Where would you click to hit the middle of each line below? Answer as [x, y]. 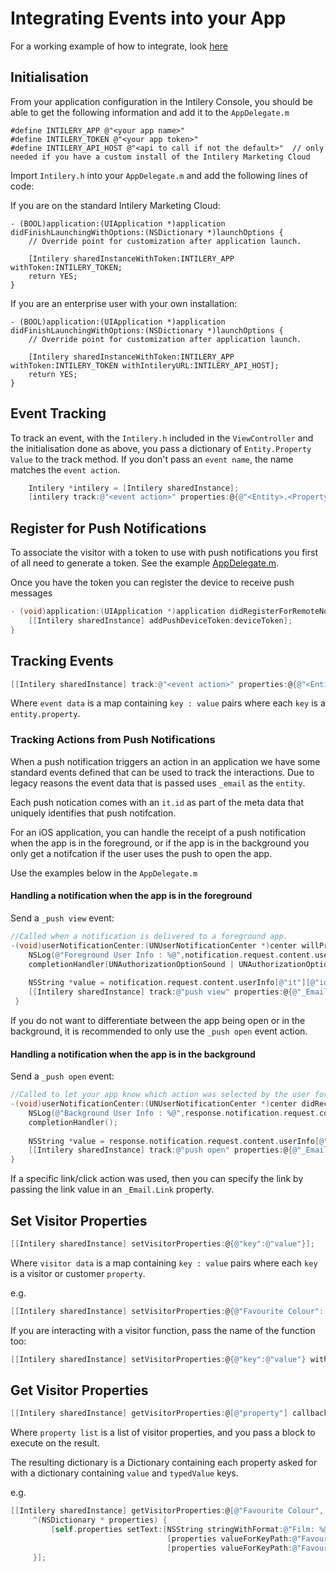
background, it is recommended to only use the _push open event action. [159, 1031]
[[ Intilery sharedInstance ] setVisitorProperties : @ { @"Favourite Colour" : [167, 1311]
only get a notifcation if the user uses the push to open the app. [141, 853]
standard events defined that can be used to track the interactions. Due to [162, 772]
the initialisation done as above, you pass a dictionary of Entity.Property [161, 448]
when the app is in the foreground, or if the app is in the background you [160, 843]
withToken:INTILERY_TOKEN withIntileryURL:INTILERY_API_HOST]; [145, 365]
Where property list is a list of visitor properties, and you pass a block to [163, 1433]
